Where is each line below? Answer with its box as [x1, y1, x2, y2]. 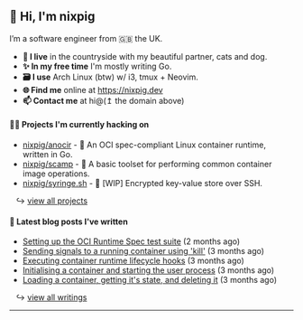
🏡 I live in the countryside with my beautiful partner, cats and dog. [22, 51, 268, 61]
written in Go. [22, 149, 73, 160]
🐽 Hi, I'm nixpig [9, 9, 96, 24]
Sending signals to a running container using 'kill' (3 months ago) [22, 246, 264, 257]
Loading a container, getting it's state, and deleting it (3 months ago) [22, 275, 278, 286]
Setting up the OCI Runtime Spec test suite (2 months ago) [22, 236, 241, 247]
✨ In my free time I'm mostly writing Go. [22, 61, 172, 71]
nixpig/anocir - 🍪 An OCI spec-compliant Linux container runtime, [22, 139, 266, 150]
